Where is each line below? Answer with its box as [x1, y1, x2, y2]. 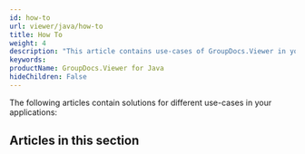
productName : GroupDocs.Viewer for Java [9, 64, 165, 73]
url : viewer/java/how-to [9, 22, 103, 31]
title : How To [9, 30, 64, 39]
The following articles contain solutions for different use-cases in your [9, 97, 272, 108]
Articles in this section [9, 133, 140, 149]
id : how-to [9, 13, 51, 23]
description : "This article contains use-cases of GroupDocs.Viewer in [9, 47, 286, 56]
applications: [9, 106, 57, 118]
